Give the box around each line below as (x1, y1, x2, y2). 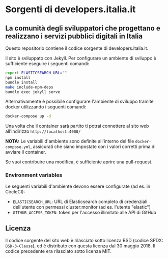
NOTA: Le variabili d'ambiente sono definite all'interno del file (5, 138, 134, 145)
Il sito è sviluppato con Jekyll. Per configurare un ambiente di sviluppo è (5, 55, 157, 61)
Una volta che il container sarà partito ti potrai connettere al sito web (5, 123, 149, 129)
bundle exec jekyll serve (5, 89, 60, 95)
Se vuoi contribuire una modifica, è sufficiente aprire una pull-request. (5, 159, 153, 165)
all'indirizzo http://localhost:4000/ (5, 128, 81, 134)
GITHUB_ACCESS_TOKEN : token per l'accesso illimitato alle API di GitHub (12, 209, 157, 215)
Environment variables (5, 171, 63, 179)
